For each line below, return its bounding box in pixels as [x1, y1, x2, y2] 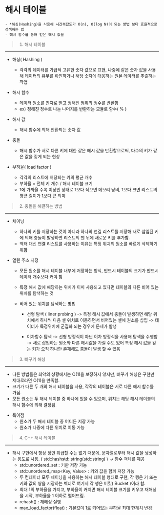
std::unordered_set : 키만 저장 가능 [19, 462, 87, 468]
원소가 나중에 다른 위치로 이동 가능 [19, 424, 85, 430]
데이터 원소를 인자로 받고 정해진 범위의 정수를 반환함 [19, 100, 119, 106]
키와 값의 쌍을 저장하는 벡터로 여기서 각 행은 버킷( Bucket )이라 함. [19, 480, 145, 486]
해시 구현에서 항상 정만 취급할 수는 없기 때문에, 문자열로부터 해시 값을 [12, 449, 144, 455]
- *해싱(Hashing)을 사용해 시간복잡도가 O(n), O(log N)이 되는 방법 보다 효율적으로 [5, 22, 158, 27]
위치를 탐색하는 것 [19, 290, 54, 296]
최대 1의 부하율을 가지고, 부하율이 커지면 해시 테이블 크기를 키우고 [19, 486, 144, 492]
